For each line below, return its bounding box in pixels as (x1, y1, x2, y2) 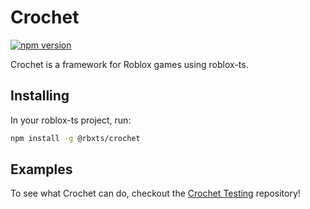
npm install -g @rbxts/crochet (10, 133, 141, 143)
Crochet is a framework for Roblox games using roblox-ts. (10, 58, 249, 70)
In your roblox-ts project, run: (10, 114, 132, 126)
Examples (10, 161, 73, 178)
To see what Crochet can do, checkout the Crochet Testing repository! (10, 187, 301, 200)
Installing (10, 87, 70, 105)
